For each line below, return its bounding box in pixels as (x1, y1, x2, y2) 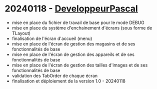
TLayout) (11, 30, 31, 36)
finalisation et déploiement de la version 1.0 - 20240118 (11, 78, 126, 84)
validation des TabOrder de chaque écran (11, 72, 98, 78)
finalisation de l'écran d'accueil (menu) (11, 35, 92, 41)
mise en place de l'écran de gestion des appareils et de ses (11, 51, 134, 57)
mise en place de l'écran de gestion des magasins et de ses (11, 40, 135, 46)
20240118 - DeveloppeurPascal (4, 3, 138, 14)
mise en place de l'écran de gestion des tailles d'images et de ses (11, 62, 148, 68)
